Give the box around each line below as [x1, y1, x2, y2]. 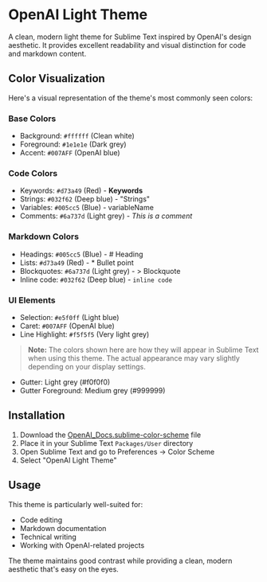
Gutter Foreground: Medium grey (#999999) [19, 385, 166, 395]
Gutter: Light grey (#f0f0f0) [19, 377, 111, 387]
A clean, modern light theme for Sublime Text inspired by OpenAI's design [8, 32, 252, 41]
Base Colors [8, 113, 57, 124]
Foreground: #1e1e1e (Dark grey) [19, 139, 127, 149]
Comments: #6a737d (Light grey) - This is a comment [19, 211, 193, 221]
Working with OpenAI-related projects [19, 540, 145, 550]
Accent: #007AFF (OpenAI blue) [19, 148, 121, 158]
